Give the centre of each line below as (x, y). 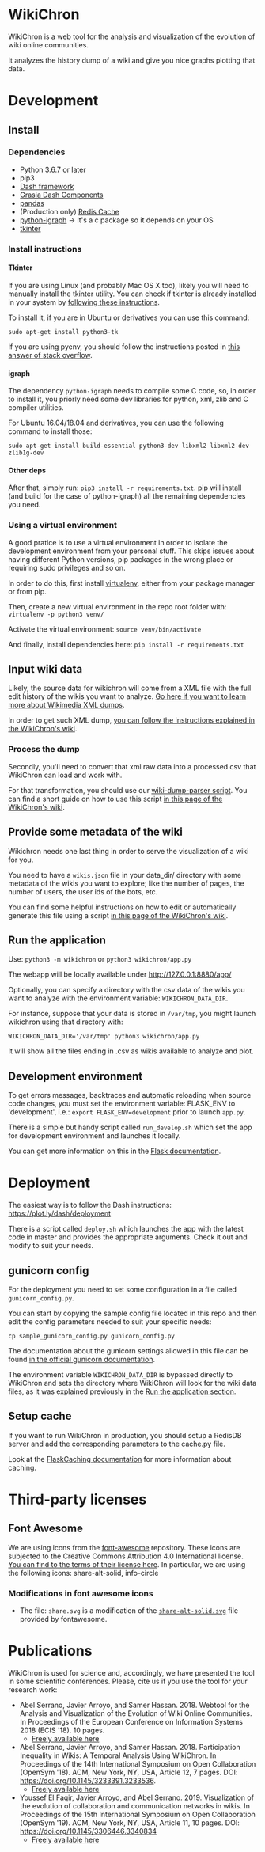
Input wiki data (45, 669)
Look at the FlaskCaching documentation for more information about (120, 1459)
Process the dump (44, 750)
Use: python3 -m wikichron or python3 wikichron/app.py (100, 959)
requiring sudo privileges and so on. (67, 567)
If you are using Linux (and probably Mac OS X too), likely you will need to (129, 285)
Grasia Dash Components (61, 195)
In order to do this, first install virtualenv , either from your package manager (132, 583)
